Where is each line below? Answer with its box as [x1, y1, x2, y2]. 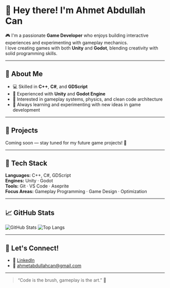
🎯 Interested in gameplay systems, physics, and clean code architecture [12, 96, 163, 102]
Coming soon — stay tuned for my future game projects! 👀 [5, 139, 127, 146]
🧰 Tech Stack [5, 159, 48, 167]
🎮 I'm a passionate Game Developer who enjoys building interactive [5, 32, 149, 38]
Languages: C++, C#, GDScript [5, 172, 71, 178]
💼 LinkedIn [12, 257, 35, 263]
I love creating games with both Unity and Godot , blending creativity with [5, 45, 158, 51]
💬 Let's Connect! [5, 244, 59, 252]
